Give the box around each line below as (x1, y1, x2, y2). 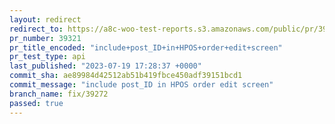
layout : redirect (9, 14, 82, 25)
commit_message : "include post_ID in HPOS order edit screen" (9, 80, 274, 90)
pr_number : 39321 (9, 33, 82, 43)
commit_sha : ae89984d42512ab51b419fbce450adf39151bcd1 (9, 71, 243, 81)
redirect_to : (9, 24, 64, 34)
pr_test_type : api (9, 52, 86, 62)
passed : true (9, 98, 64, 108)
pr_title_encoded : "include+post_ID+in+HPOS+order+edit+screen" (9, 42, 283, 53)
